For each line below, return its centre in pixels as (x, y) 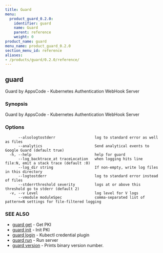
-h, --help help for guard (67, 155)
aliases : (14, 55)
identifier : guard (32, 23)
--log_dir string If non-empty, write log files (88, 167)
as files (14, 142)
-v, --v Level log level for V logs (74, 193)
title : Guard (18, 10)
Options (15, 127)
